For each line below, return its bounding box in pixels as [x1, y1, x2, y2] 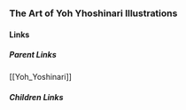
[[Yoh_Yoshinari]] [9, 72, 73, 82]
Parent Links [9, 50, 57, 60]
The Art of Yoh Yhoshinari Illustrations [9, 7, 178, 20]
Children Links [9, 92, 64, 103]
